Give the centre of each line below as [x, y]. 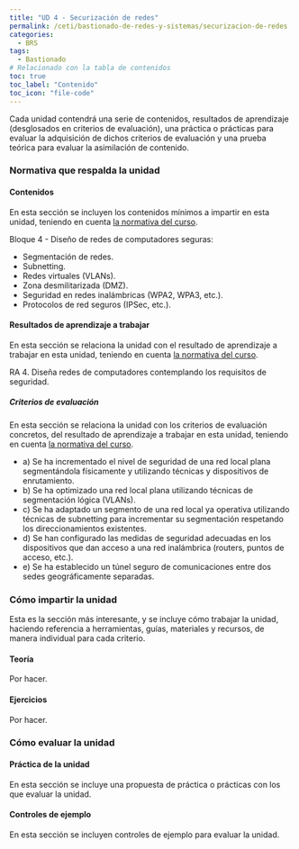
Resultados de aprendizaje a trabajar [80, 325]
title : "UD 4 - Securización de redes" [84, 18]
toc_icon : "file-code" [52, 93]
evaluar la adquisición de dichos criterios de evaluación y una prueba [138, 138]
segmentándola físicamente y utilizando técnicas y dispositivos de [145, 471]
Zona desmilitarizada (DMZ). [75, 285]
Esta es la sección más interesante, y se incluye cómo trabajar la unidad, [144, 619]
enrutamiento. [48, 480]
